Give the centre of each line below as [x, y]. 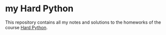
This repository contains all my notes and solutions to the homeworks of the [83, 22]
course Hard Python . [26, 27]
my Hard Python [39, 9]
